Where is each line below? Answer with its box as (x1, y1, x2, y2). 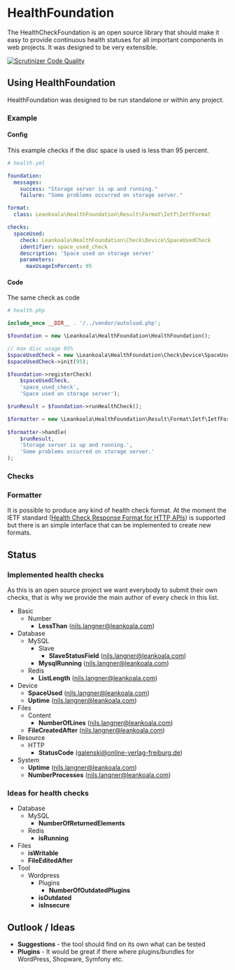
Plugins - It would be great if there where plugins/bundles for (17, 948, 194, 956)
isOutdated (38, 894, 72, 902)
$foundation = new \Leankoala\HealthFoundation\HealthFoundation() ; (7, 332, 211, 339)
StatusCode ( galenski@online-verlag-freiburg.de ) (38, 748, 183, 757)
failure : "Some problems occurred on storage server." (20, 191, 183, 199)
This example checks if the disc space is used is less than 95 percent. (7, 146, 209, 154)
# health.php (7, 307, 45, 314)
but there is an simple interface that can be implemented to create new (7, 521, 211, 530)
